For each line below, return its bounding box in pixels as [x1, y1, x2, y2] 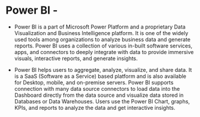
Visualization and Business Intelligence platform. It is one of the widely [14, 29, 189, 36]
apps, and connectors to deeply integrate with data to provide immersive [14, 48, 194, 55]
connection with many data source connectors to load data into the [14, 85, 180, 92]
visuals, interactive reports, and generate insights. [14, 55, 138, 62]
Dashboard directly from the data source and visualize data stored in [14, 91, 184, 99]
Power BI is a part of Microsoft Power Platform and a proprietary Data [14, 23, 186, 30]
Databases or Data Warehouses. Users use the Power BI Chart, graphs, [14, 97, 190, 105]
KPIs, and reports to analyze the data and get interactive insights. [14, 104, 176, 111]
